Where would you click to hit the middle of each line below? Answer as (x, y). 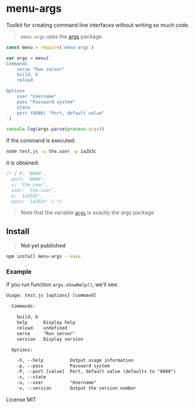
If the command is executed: (41, 141)
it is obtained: (23, 163)
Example (19, 272)
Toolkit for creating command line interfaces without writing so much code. (98, 25)
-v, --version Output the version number (76, 388)
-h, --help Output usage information (75, 360)
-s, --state (31, 377)
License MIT (21, 399)
